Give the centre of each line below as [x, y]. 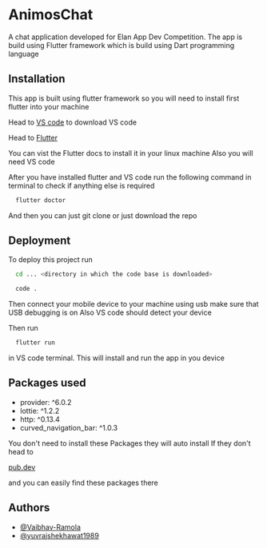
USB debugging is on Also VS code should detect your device [110, 312]
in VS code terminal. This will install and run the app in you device [117, 358]
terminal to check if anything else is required [82, 185]
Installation [37, 79]
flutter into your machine [49, 106]
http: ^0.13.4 [40, 419]
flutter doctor [41, 200]
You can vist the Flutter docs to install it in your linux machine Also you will [131, 153]
